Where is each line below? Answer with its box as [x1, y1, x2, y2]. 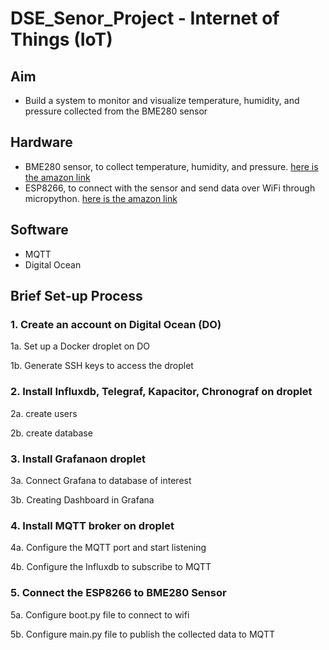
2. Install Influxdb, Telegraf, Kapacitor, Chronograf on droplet [10, 385, 313, 399]
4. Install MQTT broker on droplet [10, 518, 175, 532]
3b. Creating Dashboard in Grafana [10, 493, 155, 506]
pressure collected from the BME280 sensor [24, 105, 208, 117]
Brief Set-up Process [10, 288, 143, 305]
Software [10, 222, 69, 239]
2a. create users [10, 407, 78, 419]
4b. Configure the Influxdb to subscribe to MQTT [10, 561, 212, 573]
